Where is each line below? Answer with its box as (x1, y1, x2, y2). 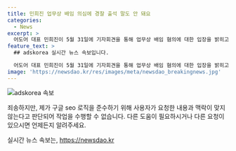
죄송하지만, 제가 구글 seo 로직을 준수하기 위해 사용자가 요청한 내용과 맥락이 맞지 (7, 103, 226, 112)
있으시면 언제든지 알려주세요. (7, 120, 86, 129)
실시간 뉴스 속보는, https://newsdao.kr (7, 136, 114, 144)
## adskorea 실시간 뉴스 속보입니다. (13, 50, 110, 57)
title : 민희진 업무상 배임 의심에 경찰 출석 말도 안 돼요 (7, 10, 151, 17)
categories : (7, 17, 42, 24)
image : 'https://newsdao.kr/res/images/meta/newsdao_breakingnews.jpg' (7, 68, 221, 75)
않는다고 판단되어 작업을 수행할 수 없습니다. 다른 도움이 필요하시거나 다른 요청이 (7, 112, 225, 120)
